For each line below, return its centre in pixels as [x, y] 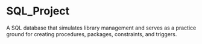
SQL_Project [38, 11]
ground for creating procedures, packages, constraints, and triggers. [92, 34]
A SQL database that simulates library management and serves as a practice [101, 28]
